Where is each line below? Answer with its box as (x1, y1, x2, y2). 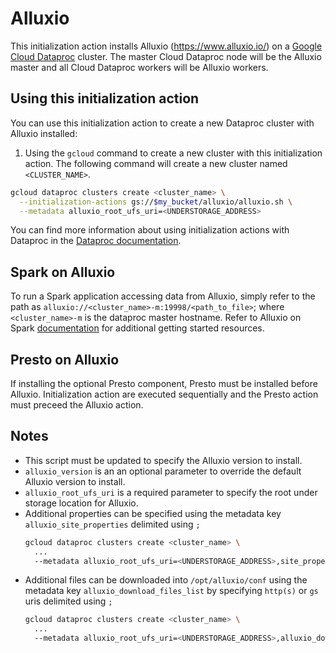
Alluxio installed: (10, 127, 78, 139)
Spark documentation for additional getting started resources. (10, 322, 265, 334)
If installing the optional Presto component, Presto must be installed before (10, 378, 318, 389)
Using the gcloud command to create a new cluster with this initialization (24, 147, 323, 159)
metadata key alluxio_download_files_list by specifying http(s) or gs (24, 585, 319, 597)
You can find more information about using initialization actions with (10, 224, 290, 236)
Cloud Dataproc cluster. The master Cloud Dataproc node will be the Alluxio (10, 50, 322, 62)
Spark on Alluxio (10, 263, 116, 281)
